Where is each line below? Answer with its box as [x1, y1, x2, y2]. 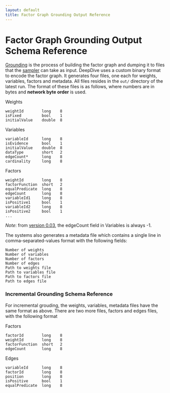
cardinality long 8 [5, 159, 63, 164]
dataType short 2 [5, 150, 63, 155]
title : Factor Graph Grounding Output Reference [5, 12, 110, 17]
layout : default [5, 7, 40, 13]
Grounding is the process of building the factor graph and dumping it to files [5, 62, 165, 68]
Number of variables [5, 252, 49, 257]
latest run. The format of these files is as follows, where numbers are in [5, 84, 155, 90]
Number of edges [5, 261, 40, 266]
